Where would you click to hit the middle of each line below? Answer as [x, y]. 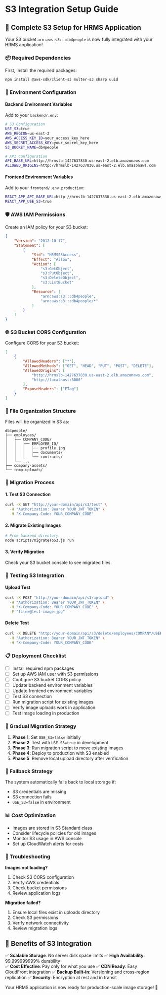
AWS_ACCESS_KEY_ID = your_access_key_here [47, 138]
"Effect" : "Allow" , [51, 259]
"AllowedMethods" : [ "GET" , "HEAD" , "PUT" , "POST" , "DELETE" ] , [88, 366]
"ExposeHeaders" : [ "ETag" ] [51, 389]
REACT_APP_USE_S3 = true [28, 202]
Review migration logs [35, 928]
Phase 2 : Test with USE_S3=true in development [60, 742]
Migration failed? [23, 903]
